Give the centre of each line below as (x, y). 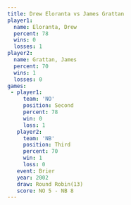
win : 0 (32, 118)
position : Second (48, 106)
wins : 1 (25, 73)
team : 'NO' (39, 99)
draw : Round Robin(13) (50, 184)
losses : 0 (28, 79)
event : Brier (36, 171)
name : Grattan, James (45, 60)
